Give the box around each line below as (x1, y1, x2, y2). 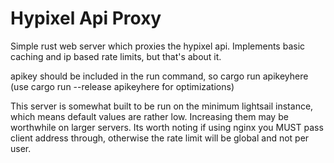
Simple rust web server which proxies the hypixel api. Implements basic (10, 40, 306, 52)
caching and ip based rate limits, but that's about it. (10, 50, 222, 62)
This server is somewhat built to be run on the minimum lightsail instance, (10, 100, 314, 112)
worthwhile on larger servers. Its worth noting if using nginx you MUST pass (10, 121, 324, 133)
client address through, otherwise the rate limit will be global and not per (10, 132, 310, 144)
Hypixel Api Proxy (10, 7, 162, 30)
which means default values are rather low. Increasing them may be (10, 110, 289, 122)
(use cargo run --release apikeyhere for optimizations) (10, 80, 235, 92)
